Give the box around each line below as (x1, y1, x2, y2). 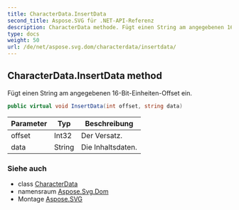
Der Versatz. (80, 130, 123, 140)
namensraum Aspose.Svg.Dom (17, 187, 109, 196)
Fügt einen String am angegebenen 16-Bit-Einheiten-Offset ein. (7, 88, 193, 97)
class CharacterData (17, 179, 78, 188)
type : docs (7, 30, 40, 38)
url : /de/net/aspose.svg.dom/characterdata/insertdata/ (7, 43, 176, 51)
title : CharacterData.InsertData (7, 10, 107, 18)
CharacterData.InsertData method (7, 70, 162, 82)
